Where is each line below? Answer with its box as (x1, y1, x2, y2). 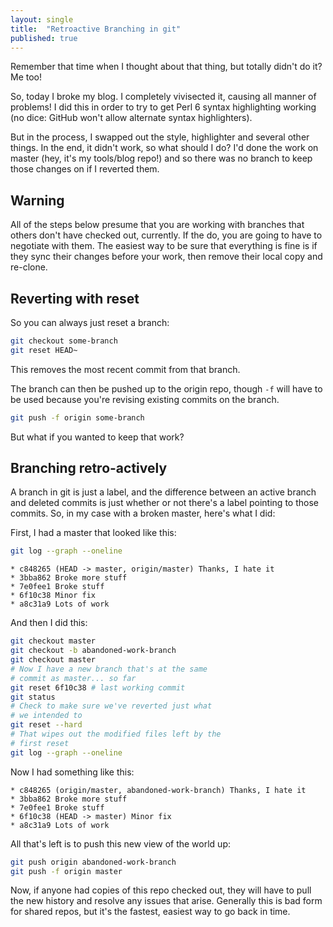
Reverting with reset (10, 290, 140, 307)
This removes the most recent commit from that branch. (10, 363, 241, 375)
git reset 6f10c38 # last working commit (10, 682, 186, 693)
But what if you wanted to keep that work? (10, 431, 185, 443)
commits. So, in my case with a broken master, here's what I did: (10, 507, 276, 520)
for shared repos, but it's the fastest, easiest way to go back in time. (10, 906, 291, 918)
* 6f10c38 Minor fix (10, 591, 97, 601)
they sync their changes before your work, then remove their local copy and (10, 251, 323, 263)
